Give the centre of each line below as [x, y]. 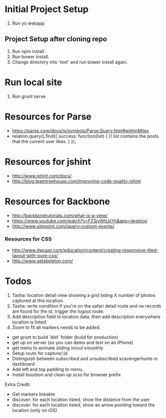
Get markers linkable [34, 394]
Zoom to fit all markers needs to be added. [56, 327]
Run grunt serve [29, 96]
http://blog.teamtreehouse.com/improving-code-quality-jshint [76, 181]
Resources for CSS [28, 239]
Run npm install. [29, 51]
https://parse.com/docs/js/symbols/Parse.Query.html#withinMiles [80, 131]
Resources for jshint [48, 162]
